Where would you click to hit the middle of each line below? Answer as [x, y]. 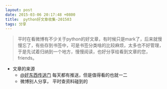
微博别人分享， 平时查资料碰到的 [54, 81]
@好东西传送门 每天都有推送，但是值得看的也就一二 [74, 75]
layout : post [19, 10]
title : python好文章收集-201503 [38, 19]
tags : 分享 [16, 24]
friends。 [27, 58]
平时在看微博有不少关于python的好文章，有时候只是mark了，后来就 [88, 39]
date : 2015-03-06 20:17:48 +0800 [40, 15]
